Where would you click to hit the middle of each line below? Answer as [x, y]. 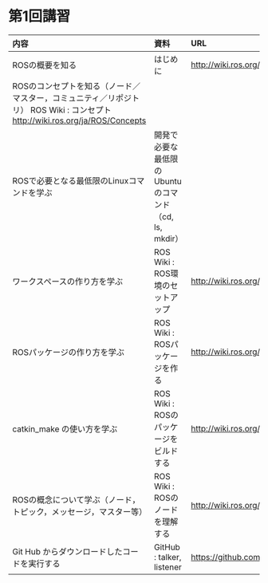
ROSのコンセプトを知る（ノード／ [77, 86]
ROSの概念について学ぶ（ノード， [76, 499]
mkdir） [169, 238]
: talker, [168, 557]
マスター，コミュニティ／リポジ [72, 98]
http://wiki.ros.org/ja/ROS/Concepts [79, 120]
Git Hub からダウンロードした [67, 551]
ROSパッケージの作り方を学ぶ [69, 352]
